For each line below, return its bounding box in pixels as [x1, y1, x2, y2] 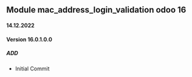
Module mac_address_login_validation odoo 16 [6, 5, 187, 15]
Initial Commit [15, 65, 50, 72]
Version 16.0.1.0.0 [6, 36, 53, 43]
